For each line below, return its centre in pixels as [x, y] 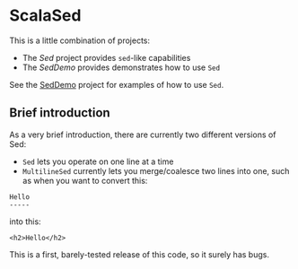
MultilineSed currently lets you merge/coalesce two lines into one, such [156, 170]
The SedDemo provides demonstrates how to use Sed [121, 67]
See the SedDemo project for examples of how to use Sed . [117, 84]
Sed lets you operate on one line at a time [98, 161]
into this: [26, 221]
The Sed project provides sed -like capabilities [106, 57]
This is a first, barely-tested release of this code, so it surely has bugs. [139, 254]
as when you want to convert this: [85, 180]
